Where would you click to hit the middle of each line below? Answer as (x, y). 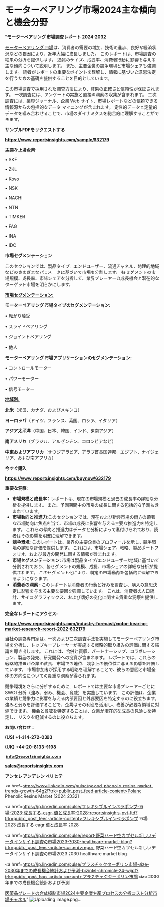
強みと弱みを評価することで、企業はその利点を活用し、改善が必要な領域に (80, 704)
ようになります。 (34, 578)
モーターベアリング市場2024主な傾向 (81, 10)
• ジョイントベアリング (28, 336)
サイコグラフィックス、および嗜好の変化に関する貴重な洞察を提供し (89, 597)
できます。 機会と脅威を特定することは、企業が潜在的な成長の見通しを (80, 711)
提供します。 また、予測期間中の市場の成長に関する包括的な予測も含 (90, 505)
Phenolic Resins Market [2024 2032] (42, 796)
